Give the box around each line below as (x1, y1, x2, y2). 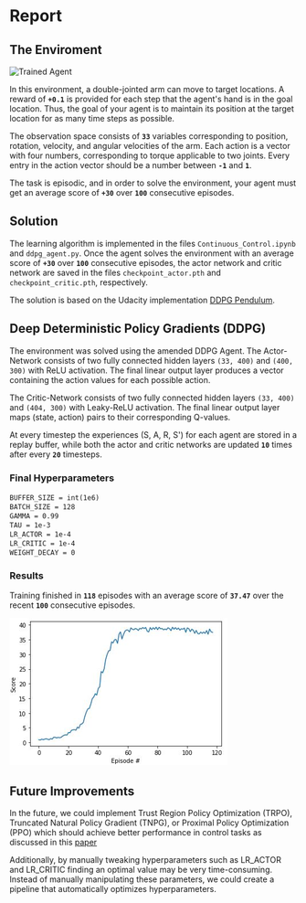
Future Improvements (9, 783, 135, 799)
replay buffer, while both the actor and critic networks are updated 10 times (9, 439, 292, 450)
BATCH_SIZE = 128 (9, 502, 76, 512)
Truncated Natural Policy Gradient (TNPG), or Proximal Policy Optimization (9, 817, 290, 828)
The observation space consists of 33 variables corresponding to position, (9, 131, 289, 142)
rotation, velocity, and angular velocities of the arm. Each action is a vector (9, 141, 290, 151)
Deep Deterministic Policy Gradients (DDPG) (9, 321, 267, 336)
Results (9, 568, 44, 581)
